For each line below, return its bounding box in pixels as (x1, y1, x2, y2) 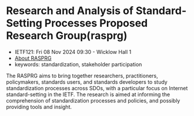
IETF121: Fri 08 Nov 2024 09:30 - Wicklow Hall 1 (14, 48, 132, 55)
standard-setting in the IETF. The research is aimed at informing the (6, 91, 170, 98)
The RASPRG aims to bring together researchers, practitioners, (6, 72, 159, 79)
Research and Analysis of (6, 4, 134, 18)
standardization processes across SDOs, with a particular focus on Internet (6, 84, 188, 91)
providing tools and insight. (6, 103, 72, 110)
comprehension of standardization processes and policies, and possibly (6, 97, 180, 104)
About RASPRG (14, 54, 52, 62)
